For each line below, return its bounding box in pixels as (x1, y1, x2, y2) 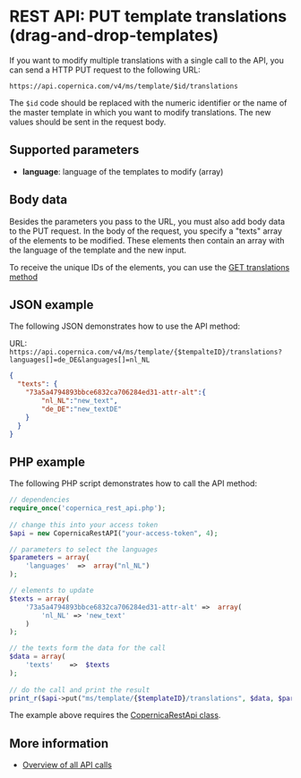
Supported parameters (9, 142, 140, 158)
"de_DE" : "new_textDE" (41, 405, 123, 414)
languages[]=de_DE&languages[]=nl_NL (9, 355, 150, 364)
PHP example (9, 454, 85, 469)
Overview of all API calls (21, 759, 112, 771)
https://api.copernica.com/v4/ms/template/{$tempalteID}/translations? (9, 347, 282, 357)
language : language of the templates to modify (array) (21, 166, 224, 176)
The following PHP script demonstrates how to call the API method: (9, 478, 258, 489)
